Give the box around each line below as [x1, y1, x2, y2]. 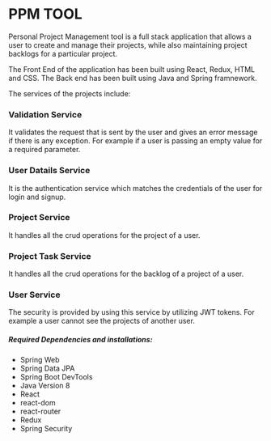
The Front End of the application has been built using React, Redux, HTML [8, 64, 256, 74]
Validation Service [8, 108, 83, 120]
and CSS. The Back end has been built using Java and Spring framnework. [8, 73, 257, 83]
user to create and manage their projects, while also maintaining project [8, 40, 248, 49]
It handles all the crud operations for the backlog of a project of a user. [8, 269, 244, 279]
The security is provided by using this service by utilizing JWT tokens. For [8, 307, 255, 317]
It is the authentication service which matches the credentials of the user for [8, 183, 263, 193]
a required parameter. [8, 145, 81, 155]
